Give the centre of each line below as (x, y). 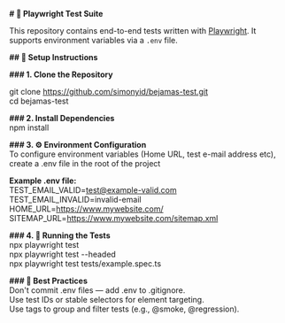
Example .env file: (43, 181)
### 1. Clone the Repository (61, 74)
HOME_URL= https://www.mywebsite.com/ (86, 209)
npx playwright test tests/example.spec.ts (85, 264)
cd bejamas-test (39, 101)
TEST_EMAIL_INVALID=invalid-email (75, 200)
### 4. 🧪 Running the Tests (60, 235)
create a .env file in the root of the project (85, 163)
